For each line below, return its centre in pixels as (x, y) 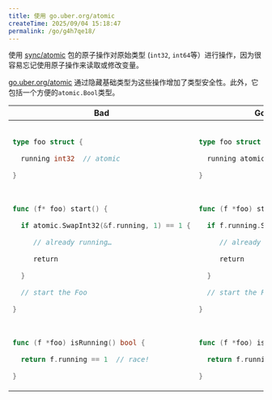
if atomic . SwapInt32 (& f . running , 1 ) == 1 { (106, 226)
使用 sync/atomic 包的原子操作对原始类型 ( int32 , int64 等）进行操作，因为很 (135, 55)
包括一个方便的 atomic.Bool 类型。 (64, 92)
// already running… (72, 243)
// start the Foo (54, 292)
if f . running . (234, 226)
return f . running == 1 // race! (85, 359)
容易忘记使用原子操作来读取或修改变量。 (76, 65)
